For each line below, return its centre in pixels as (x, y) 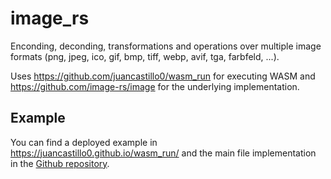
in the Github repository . (60, 163)
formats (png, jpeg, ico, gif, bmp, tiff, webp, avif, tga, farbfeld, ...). (145, 56)
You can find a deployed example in (84, 142)
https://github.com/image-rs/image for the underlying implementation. (155, 86)
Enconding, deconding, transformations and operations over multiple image (166, 46)
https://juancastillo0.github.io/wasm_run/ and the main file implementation (163, 153)
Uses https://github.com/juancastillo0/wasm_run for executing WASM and (163, 76)
